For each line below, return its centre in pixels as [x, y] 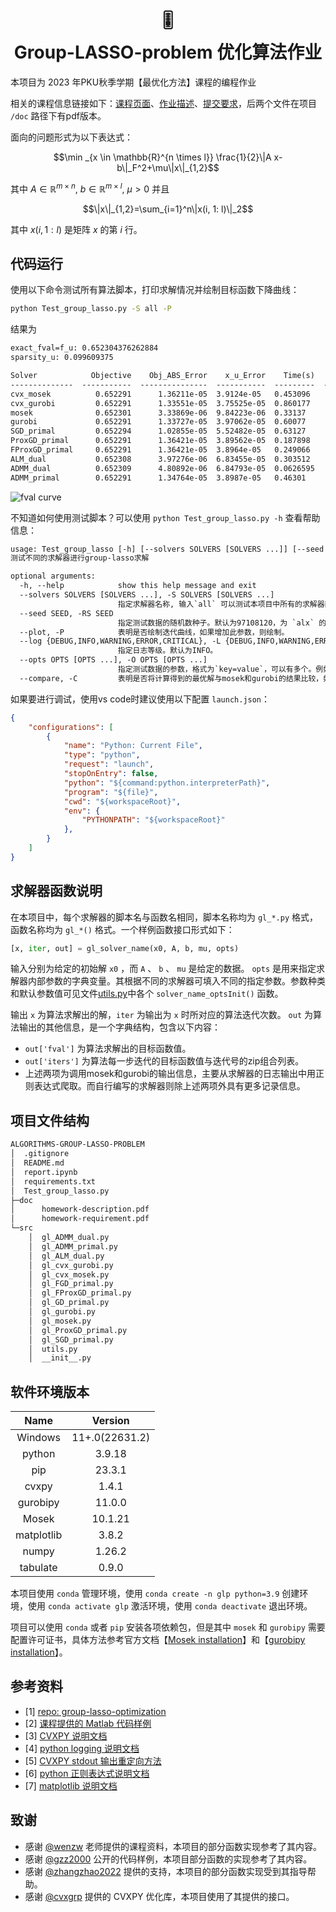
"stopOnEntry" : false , [111, 774]
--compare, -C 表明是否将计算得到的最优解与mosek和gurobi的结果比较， [171, 678]
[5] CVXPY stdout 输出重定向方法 [93, 1760]
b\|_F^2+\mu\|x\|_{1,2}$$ [168, 167]
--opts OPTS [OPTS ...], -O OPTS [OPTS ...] [113, 660]
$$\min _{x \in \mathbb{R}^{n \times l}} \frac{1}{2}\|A [162, 157]
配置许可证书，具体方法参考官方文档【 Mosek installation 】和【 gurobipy [158, 1640]
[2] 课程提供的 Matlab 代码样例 [88, 1723]
